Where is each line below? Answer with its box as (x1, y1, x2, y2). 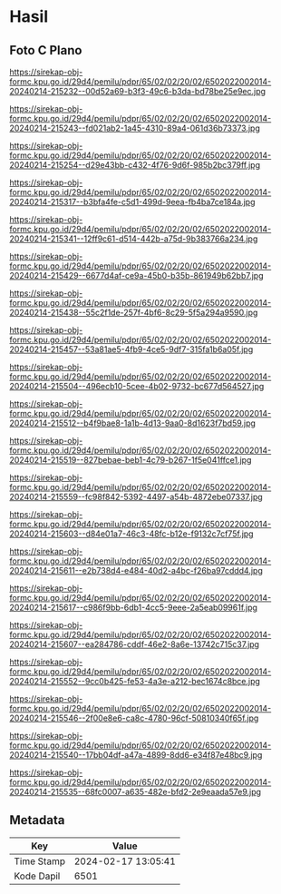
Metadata (9, 812, 65, 828)
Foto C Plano (9, 43, 82, 58)
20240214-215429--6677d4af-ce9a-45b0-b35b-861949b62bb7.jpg (9, 270, 264, 280)
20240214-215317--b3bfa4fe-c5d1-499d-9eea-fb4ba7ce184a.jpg (9, 197, 256, 207)
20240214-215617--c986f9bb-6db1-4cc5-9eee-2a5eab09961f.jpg (9, 602, 258, 613)
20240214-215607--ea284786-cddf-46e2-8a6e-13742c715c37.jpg (9, 639, 260, 650)
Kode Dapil (14, 869, 61, 882)
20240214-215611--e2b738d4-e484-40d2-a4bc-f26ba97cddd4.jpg (9, 565, 263, 575)
